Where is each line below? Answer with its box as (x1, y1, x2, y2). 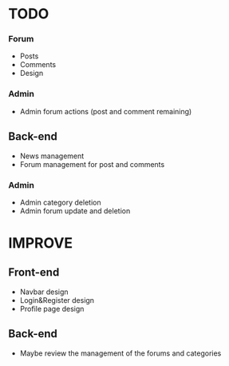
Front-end (8, 265, 60, 280)
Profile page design (19, 304, 85, 313)
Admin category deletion (19, 197, 101, 207)
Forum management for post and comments (19, 159, 165, 169)
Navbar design (19, 287, 69, 296)
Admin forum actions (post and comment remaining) (19, 106, 192, 116)
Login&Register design (19, 295, 94, 304)
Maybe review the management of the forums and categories (19, 348, 222, 358)
